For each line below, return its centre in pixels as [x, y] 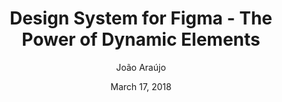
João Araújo [141, 67]
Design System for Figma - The [141, 18]
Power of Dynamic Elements [141, 39]
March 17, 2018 [141, 86]
